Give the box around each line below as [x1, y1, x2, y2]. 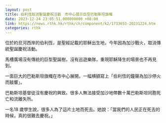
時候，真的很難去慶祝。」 [5, 113, 55, 119]
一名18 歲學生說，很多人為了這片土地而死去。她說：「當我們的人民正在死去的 [5, 107, 161, 113]
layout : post [5, 7, 32, 12]
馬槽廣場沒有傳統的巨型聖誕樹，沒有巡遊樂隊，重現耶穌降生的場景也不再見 [5, 56, 157, 62]
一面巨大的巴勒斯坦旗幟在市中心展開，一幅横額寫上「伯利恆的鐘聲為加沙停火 [5, 73, 161, 79]
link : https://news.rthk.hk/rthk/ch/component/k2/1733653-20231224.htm [5, 21, 156, 26]
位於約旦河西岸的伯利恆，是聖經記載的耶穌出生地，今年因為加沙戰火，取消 [5, 40, 157, 46]
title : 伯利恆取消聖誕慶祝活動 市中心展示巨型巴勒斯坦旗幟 [5, 12, 113, 17]
